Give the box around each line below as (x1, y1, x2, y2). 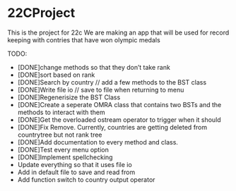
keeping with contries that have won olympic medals (7, 35, 160, 44)
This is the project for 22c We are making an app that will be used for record (7, 28, 230, 37)
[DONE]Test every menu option (17, 145, 110, 154)
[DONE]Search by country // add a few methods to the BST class (17, 78, 207, 86)
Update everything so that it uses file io (17, 160, 132, 168)
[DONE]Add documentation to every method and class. (17, 137, 179, 146)
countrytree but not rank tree (17, 130, 102, 139)
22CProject (7, 5, 76, 21)
